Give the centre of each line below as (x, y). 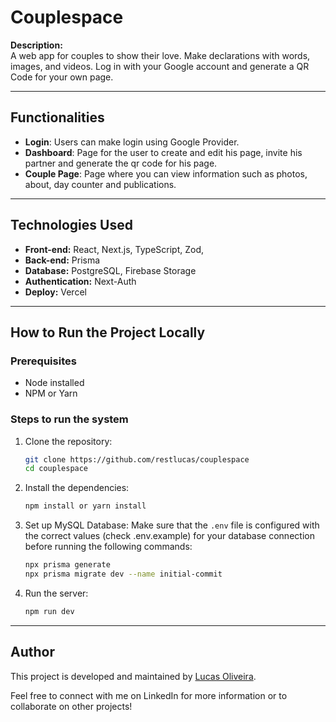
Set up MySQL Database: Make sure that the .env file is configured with (172, 525)
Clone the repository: (68, 441)
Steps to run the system (69, 419)
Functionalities (57, 117)
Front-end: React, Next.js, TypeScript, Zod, (114, 249)
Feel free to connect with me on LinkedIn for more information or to (149, 695)
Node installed (54, 383)
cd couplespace (56, 469)
